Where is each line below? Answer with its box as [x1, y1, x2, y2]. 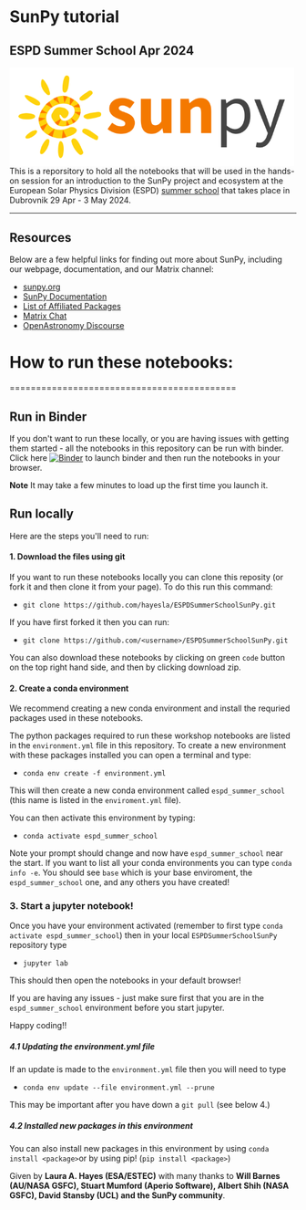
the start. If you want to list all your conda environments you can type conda [9, 858, 292, 869]
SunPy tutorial [9, 6, 120, 27]
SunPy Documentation [22, 291, 107, 302]
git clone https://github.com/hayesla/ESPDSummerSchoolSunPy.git [22, 600, 276, 610]
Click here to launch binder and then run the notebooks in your [9, 452, 280, 463]
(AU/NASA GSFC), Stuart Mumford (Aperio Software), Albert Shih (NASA [9, 1180, 290, 1192]
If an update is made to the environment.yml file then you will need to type [9, 1064, 287, 1075]
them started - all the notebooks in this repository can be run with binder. [9, 443, 284, 454]
